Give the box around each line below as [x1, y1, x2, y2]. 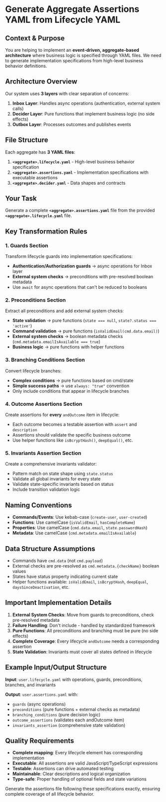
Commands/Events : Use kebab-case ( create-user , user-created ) [12, 514, 148, 520]
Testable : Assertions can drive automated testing [12, 766, 114, 772]
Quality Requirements [5, 736, 75, 745]
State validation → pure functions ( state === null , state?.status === [12, 318, 157, 324]
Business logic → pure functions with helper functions [12, 344, 124, 350]
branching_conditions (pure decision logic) [12, 711, 101, 717]
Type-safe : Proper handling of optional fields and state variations [12, 776, 147, 782]
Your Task [5, 194, 37, 203]
